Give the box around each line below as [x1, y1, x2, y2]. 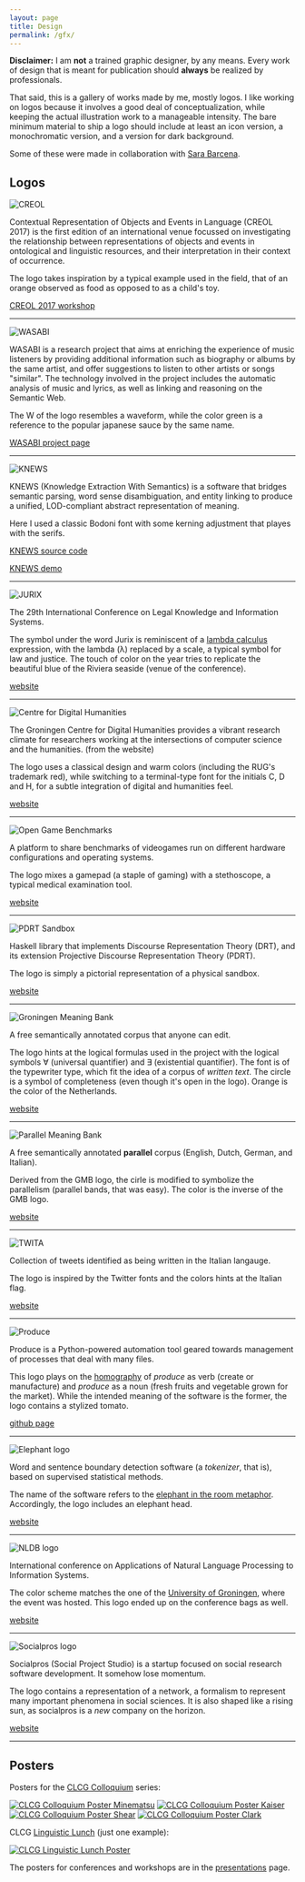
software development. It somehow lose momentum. [9, 1668, 206, 1679]
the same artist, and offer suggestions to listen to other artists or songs [9, 363, 275, 374]
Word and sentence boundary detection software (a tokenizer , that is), [9, 1462, 272, 1472]
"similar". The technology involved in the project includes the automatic [9, 373, 277, 384]
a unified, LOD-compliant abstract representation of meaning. [9, 501, 240, 511]
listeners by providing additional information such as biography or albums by [9, 354, 296, 365]
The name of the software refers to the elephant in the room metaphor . [9, 1489, 274, 1500]
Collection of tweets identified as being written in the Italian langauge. [9, 1255, 271, 1266]
